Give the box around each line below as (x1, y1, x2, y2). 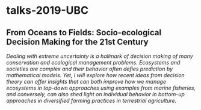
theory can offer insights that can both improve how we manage (6, 78, 167, 85)
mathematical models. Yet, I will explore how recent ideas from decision (6, 72, 185, 78)
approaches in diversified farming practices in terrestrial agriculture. (6, 97, 177, 104)
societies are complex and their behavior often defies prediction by (6, 65, 173, 72)
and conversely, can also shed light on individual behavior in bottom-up (6, 91, 185, 97)
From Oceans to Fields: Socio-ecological (6, 27, 161, 38)
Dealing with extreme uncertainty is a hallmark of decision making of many (6, 53, 194, 60)
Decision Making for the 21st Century (6, 36, 149, 47)
